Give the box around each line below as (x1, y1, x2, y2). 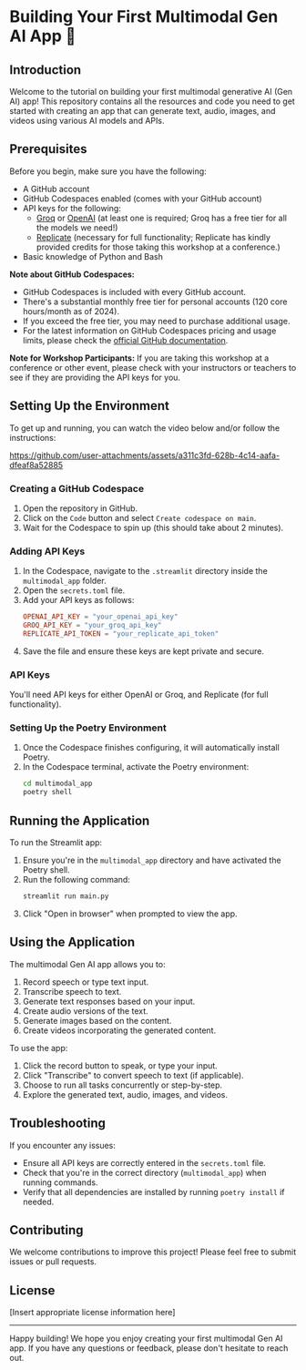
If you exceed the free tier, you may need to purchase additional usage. (22, 315, 291, 326)
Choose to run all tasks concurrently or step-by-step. (22, 1079, 223, 1090)
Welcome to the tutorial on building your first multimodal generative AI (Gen (9, 87, 293, 97)
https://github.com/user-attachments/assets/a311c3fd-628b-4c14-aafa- (9, 449, 280, 461)
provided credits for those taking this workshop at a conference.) (36, 241, 280, 252)
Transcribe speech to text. (22, 986, 122, 997)
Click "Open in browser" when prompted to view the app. (22, 908, 239, 919)
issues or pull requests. (9, 1256, 97, 1267)
